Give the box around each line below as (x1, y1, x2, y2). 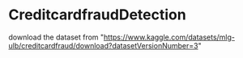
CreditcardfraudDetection (8, 6, 186, 24)
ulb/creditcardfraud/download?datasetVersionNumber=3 (8, 40, 198, 50)
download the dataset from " (8, 32, 104, 42)
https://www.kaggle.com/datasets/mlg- (104, 32, 235, 42)
